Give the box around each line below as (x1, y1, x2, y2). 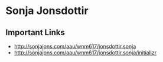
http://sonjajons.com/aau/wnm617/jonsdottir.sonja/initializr (14, 49, 157, 56)
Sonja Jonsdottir (5, 4, 89, 18)
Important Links (5, 27, 66, 37)
